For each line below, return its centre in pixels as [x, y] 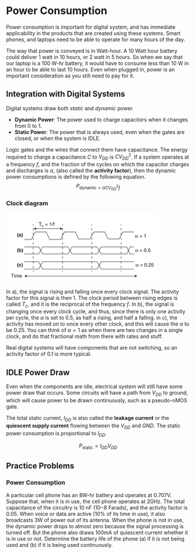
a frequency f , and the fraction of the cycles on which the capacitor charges [98, 165]
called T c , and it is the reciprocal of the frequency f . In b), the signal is [90, 305]
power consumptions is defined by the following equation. [76, 177]
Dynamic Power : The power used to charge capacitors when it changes [101, 119]
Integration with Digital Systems [66, 94]
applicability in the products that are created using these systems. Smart [93, 33]
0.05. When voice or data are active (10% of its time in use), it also [86, 514]
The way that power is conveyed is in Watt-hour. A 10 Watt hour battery [92, 50]
